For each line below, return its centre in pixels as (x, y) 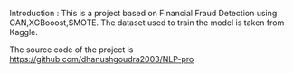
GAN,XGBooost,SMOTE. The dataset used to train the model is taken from (147, 23)
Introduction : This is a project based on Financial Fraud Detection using (143, 13)
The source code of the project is (71, 50)
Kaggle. (24, 32)
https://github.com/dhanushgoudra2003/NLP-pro (102, 59)
